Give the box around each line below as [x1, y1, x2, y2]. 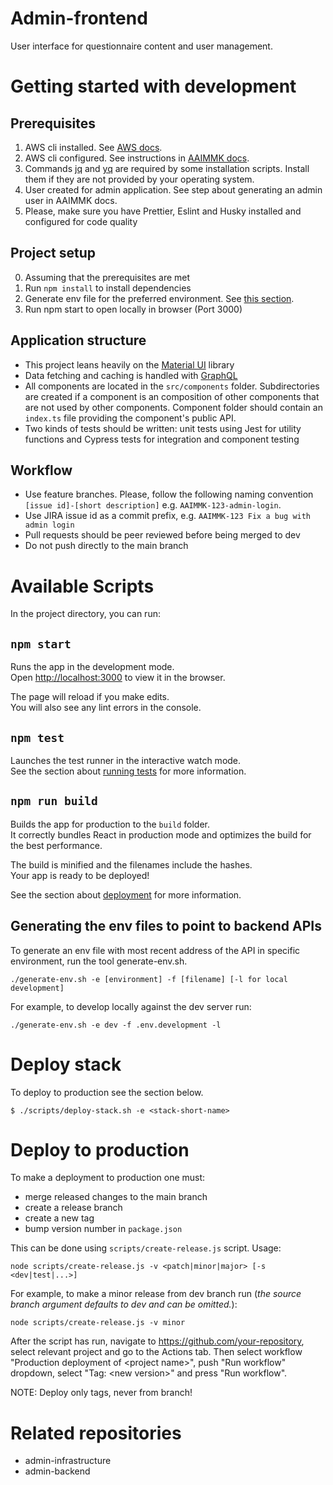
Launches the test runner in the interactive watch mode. [10, 754, 242, 766]
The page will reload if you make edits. [10, 691, 170, 703]
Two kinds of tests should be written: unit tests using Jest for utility [24, 422, 302, 434]
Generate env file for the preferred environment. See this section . [24, 292, 295, 304]
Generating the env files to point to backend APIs [10, 918, 322, 935]
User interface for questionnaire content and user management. [10, 40, 273, 52]
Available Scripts [10, 575, 155, 597]
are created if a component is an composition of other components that [24, 390, 320, 402]
